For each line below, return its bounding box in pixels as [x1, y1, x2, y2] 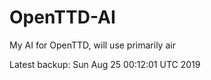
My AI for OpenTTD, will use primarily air [9, 39, 176, 51]
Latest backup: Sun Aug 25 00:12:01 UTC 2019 [9, 58, 201, 70]
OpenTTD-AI [9, 6, 116, 29]
